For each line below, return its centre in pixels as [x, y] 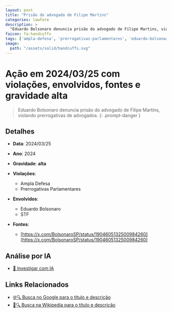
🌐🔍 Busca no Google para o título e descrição [62, 297]
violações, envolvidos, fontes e [73, 85]
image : [12, 44]
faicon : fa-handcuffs [28, 34]
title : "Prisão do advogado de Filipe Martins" [57, 15]
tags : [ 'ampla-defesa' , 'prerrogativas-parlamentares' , [66, 39]
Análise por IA [28, 256]
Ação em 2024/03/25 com [63, 74]
